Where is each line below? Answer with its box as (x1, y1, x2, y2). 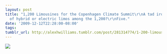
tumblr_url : (5, 30, 30, 35)
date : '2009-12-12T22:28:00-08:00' (5, 21, 79, 26)
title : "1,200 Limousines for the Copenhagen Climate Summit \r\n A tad (5, 12, 155, 17)
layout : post (5, 7, 32, 12)
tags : (5, 26, 16, 30)
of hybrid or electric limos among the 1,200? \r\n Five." (9, 16, 130, 21)
